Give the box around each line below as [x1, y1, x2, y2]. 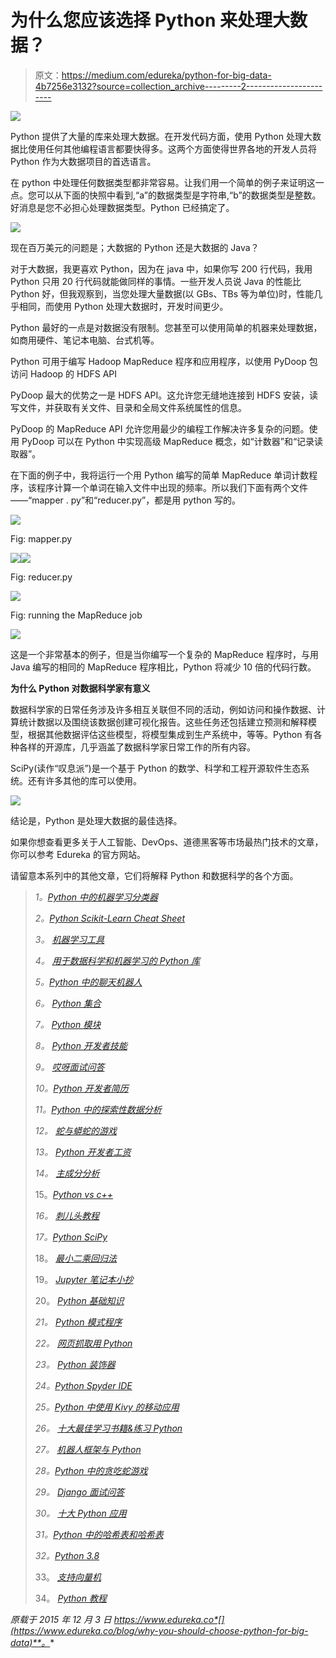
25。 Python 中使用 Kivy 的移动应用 [34, 1401, 180, 1413]
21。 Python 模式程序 [34, 1316, 123, 1328]
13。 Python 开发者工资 [34, 1146, 132, 1158]
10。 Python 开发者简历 [34, 1082, 129, 1094]
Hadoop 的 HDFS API [29, 367, 118, 380]
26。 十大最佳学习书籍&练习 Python [34, 1422, 183, 1434]
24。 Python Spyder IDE [34, 1379, 133, 1391]
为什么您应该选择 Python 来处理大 [10, 9, 291, 32]
